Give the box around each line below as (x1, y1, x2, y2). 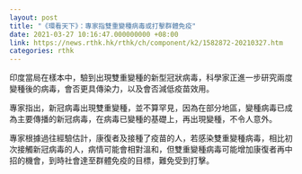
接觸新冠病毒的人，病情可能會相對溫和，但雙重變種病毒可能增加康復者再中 (16, 144, 293, 155)
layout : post (9, 13, 58, 22)
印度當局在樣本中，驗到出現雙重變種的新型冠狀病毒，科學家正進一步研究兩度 (9, 73, 293, 83)
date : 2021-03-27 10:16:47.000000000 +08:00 (9, 30, 179, 39)
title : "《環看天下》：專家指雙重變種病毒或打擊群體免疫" (9, 22, 196, 30)
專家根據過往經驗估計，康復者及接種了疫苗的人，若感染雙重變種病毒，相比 (9, 133, 285, 144)
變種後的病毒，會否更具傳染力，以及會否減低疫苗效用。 (9, 83, 214, 94)
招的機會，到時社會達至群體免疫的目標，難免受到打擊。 (9, 155, 214, 166)
